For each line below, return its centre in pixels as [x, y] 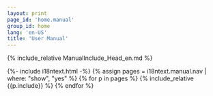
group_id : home [29, 26]
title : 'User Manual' [38, 39]
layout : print [27, 13]
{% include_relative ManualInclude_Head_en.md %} [80, 58]
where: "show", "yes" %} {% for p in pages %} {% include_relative [101, 78]
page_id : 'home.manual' [41, 20]
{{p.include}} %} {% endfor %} [51, 86]
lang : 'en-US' [27, 32]
